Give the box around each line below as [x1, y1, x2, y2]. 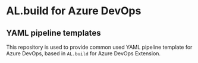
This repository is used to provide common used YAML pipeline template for [6, 43, 193, 51]
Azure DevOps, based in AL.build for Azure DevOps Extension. [6, 50, 161, 57]
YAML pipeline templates [6, 28, 101, 38]
